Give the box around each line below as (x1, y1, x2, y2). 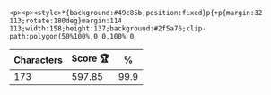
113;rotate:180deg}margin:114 (9, 16, 123, 25)
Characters (13, 54, 63, 66)
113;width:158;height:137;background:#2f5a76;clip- (9, 24, 206, 33)
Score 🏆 (71, 52, 110, 65)
